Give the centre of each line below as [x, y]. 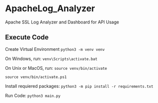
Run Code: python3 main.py [33, 95]
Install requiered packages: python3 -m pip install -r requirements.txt [79, 86]
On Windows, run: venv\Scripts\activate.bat [51, 59]
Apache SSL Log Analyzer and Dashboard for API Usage [62, 22]
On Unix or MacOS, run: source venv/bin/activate [56, 68]
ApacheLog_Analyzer [50, 9]
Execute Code [27, 37]
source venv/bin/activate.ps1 [36, 77]
